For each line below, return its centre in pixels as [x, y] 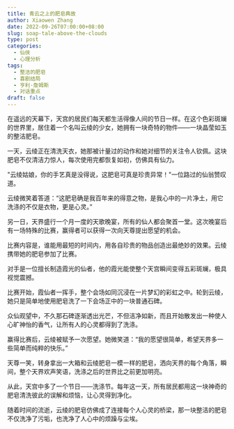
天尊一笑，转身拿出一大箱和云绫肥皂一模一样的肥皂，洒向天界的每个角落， [114, 363]
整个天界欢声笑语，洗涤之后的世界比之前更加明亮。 [92, 371]
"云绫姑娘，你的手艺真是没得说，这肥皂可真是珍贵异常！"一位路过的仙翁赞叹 [117, 174]
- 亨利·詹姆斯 [31, 85]
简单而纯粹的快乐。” [40, 348]
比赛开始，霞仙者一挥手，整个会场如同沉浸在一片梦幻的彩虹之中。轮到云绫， [117, 292]
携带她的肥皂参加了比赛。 [44, 254]
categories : [24, 46]
